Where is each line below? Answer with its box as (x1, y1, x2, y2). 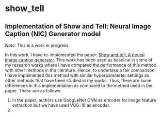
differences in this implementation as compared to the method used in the (5, 83, 153, 88)
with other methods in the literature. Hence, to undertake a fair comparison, (5, 67, 156, 73)
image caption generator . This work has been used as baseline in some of (5, 57, 153, 63)
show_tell (5, 3, 45, 14)
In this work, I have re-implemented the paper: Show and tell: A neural (5, 52, 145, 58)
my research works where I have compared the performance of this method (5, 62, 157, 68)
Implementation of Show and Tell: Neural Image (5, 22, 151, 30)
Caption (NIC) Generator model (5, 29, 101, 38)
